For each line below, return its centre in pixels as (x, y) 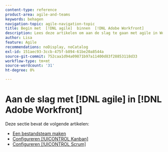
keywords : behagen (24, 19)
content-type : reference (31, 10)
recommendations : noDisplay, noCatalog (47, 47)
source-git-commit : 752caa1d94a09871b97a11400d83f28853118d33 (71, 56)
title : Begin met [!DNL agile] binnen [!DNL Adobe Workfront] (74, 28)
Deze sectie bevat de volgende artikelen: (47, 123)
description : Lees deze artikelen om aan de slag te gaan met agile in (81, 33)
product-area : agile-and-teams (38, 14)
